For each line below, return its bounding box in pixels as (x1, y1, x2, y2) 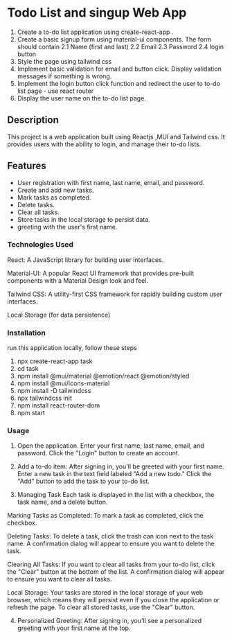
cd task (17, 365, 39, 373)
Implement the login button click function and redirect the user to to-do (17, 79, 220, 87)
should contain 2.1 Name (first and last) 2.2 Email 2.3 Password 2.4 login (17, 42, 224, 51)
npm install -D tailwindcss (17, 387, 91, 395)
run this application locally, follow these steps (7, 344, 137, 352)
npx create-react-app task (17, 357, 93, 365)
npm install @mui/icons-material (17, 379, 110, 387)
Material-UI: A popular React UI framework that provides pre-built (7, 269, 195, 277)
